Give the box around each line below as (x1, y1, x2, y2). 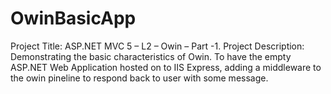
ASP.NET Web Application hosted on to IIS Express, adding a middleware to (10, 61, 322, 73)
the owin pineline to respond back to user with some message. (10, 72, 269, 84)
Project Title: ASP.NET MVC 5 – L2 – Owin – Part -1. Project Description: (10, 40, 305, 52)
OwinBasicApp (10, 7, 137, 30)
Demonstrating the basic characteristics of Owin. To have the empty (10, 50, 292, 62)
